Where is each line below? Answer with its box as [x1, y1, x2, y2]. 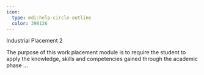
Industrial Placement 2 [6, 37, 63, 45]
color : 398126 [12, 20, 48, 26]
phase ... [6, 62, 29, 69]
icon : [6, 9, 20, 15]
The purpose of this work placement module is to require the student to [6, 49, 186, 56]
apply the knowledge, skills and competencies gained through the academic [6, 55, 199, 63]
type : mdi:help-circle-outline [12, 15, 92, 21]
